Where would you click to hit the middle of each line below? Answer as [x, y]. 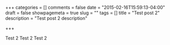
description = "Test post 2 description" [46, 18]
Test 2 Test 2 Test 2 [26, 38]
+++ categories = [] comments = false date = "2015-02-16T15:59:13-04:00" [85, 7]
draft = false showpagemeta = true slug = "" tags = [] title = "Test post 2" [82, 13]
